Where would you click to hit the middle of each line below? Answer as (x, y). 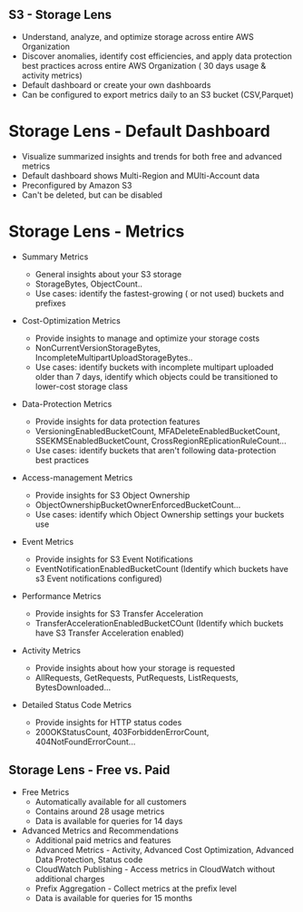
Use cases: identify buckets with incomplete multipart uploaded (154, 367)
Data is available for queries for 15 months (113, 897)
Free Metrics (45, 791)
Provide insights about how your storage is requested (135, 668)
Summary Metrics (55, 257)
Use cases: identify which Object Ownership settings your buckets (160, 514)
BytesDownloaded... (73, 687)
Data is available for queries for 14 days (109, 820)
